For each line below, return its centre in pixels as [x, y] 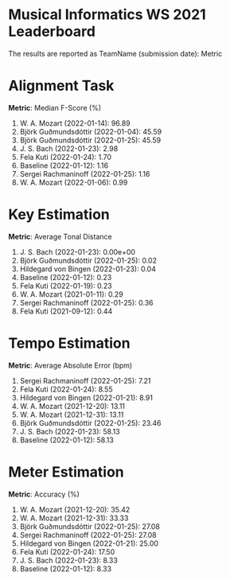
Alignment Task [61, 86]
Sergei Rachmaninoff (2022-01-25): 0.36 [86, 302]
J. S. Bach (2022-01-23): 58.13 [70, 431]
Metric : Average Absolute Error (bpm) [70, 365]
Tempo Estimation [69, 343]
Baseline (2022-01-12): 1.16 [64, 165]
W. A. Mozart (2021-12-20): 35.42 [75, 509]
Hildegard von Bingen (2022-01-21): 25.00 [89, 543]
